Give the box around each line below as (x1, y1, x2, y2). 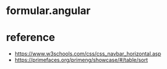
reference (6, 31, 55, 44)
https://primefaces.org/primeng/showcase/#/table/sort (14, 57, 148, 64)
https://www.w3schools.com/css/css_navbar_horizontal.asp (14, 50, 162, 57)
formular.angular (6, 4, 91, 18)
